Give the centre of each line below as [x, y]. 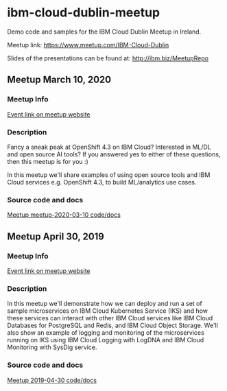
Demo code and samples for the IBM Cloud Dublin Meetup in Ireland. [104, 32]
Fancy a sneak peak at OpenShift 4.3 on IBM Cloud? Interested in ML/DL [109, 147]
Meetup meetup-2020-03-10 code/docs [64, 215]
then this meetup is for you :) [48, 161]
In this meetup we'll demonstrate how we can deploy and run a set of [105, 304]
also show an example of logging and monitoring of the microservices [106, 333]
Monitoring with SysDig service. [52, 347]
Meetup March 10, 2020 [59, 80]
